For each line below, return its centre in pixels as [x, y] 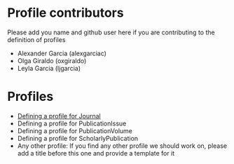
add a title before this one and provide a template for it [96, 153]
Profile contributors [66, 13]
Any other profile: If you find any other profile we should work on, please [122, 146]
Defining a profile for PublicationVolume [75, 130]
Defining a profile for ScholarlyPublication [78, 138]
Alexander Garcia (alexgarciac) [62, 53]
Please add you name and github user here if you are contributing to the [111, 32]
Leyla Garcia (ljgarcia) [49, 68]
